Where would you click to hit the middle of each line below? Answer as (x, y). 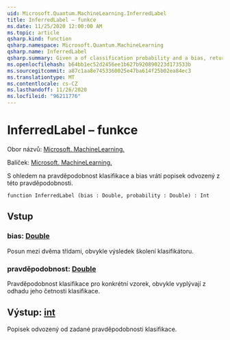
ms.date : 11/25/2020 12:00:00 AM (55, 26)
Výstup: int (31, 313)
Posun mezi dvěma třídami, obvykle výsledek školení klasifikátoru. (100, 251)
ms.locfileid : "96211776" (44, 97)
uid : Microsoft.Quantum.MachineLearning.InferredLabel (87, 13)
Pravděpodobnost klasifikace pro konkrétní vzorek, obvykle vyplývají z (107, 283)
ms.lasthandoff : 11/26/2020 (47, 90)
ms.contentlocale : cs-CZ (42, 84)
